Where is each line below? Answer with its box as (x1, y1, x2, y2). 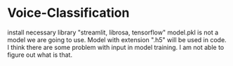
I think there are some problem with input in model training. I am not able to (7, 43, 225, 51)
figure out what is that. (7, 51, 72, 59)
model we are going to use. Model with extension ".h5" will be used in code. (7, 35, 227, 44)
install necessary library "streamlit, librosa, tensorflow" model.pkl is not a (7, 28, 219, 37)
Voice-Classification (7, 5, 130, 21)
